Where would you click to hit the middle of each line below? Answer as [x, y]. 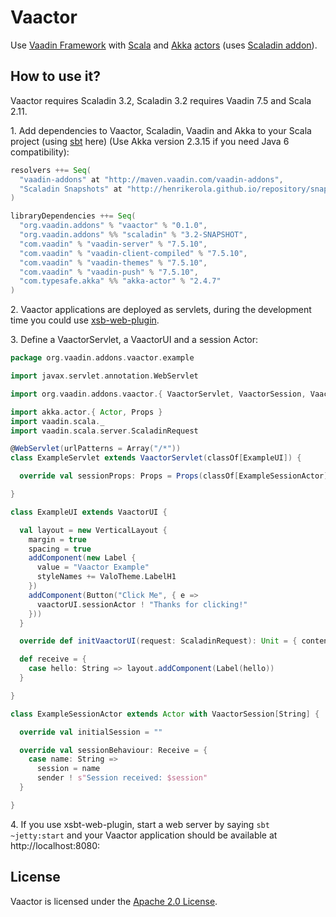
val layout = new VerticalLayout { [93, 530]
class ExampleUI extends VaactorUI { [89, 512]
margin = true [57, 539]
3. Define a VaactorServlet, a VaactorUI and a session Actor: [134, 340]
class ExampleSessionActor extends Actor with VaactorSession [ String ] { [165, 714]
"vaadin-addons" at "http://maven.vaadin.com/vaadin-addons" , [151, 179]
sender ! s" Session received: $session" [122, 778]
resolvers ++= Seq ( [51, 170]
